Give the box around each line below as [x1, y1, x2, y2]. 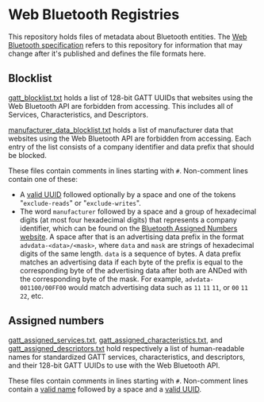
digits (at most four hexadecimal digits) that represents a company [19, 215, 237, 224]
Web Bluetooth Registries [8, 6, 180, 24]
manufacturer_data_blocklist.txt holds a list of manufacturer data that [8, 125, 234, 134]
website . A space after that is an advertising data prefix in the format [19, 232, 244, 242]
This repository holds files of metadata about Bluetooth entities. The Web [8, 32, 247, 41]
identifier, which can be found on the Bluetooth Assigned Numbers [19, 223, 238, 233]
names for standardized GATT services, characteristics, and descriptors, [8, 352, 246, 361]
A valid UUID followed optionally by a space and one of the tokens [19, 189, 236, 199]
